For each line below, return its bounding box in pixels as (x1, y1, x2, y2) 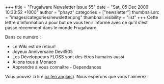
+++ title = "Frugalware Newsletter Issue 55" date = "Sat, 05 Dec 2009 (5, 4, 149, 10)
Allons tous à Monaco (12, 59, 56, 65)
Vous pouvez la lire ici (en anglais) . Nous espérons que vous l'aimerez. (5, 74, 148, 79)
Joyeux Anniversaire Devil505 (12, 49, 73, 54)
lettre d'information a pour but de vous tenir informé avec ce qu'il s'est (5, 19, 148, 25)
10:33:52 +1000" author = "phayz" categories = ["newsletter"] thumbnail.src (5, 9, 160, 15)
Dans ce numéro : (5, 34, 41, 40)
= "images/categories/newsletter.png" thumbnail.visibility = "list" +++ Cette (5, 15, 159, 20)
